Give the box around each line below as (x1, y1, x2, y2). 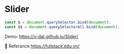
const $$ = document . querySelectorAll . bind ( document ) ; (4, 24, 120, 29)
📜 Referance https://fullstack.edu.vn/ (4, 43, 80, 49)
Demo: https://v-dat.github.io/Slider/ (4, 33, 79, 39)
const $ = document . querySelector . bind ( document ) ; (4, 20, 111, 25)
